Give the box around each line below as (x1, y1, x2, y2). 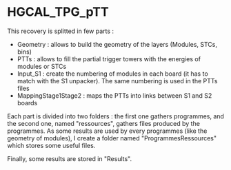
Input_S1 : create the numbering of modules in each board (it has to (17, 70, 208, 78)
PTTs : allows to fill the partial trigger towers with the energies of (17, 54, 201, 63)
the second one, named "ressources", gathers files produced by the (7, 119, 200, 127)
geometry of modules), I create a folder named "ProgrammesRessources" (7, 134, 217, 142)
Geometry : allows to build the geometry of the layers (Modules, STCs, (17, 40, 217, 48)
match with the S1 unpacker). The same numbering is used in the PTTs (17, 76, 218, 85)
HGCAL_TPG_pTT (7, 4, 109, 20)
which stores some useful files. (7, 141, 96, 149)
